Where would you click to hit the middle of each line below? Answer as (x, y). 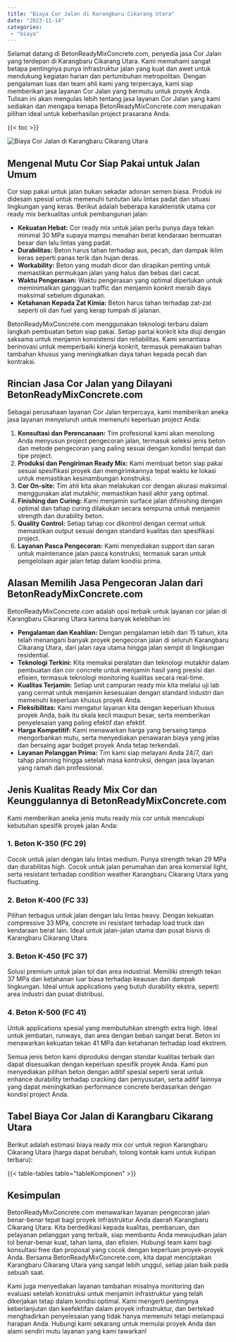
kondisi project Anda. (38, 1094)
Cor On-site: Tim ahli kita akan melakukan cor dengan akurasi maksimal (122, 486)
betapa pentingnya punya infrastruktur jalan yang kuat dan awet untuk (109, 69)
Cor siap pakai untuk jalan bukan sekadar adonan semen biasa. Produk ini (114, 192)
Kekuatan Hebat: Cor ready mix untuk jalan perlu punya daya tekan (116, 228)
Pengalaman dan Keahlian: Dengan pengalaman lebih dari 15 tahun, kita (123, 632)
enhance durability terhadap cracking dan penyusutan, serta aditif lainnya (114, 1079)
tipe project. (35, 455)
